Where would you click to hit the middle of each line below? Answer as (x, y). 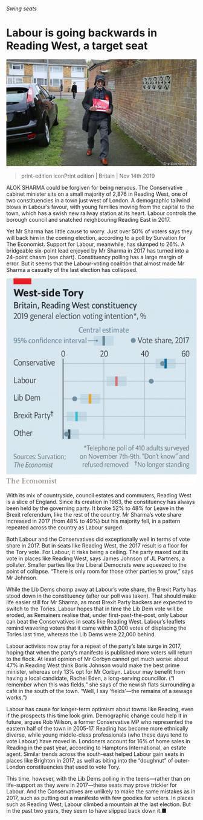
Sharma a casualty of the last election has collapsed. (72, 270)
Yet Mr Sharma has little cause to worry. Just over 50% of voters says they (99, 231)
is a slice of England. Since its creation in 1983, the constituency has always (101, 502)
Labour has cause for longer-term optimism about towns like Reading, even (100, 709)
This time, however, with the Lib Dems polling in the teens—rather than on (98, 778)
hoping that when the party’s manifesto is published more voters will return (99, 652)
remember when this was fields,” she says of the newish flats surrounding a (101, 684)
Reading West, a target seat (77, 46)
